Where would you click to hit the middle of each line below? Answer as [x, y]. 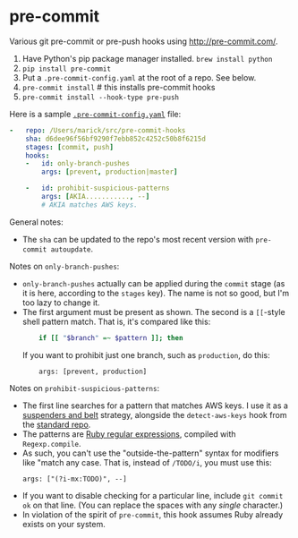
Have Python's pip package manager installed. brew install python [147, 58]
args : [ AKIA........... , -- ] [96, 197]
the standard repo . [56, 424]
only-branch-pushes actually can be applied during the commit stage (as [153, 283]
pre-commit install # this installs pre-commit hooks [119, 87]
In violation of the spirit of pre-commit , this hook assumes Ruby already [153, 514]
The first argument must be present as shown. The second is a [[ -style [154, 312]
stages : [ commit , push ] [70, 147]
